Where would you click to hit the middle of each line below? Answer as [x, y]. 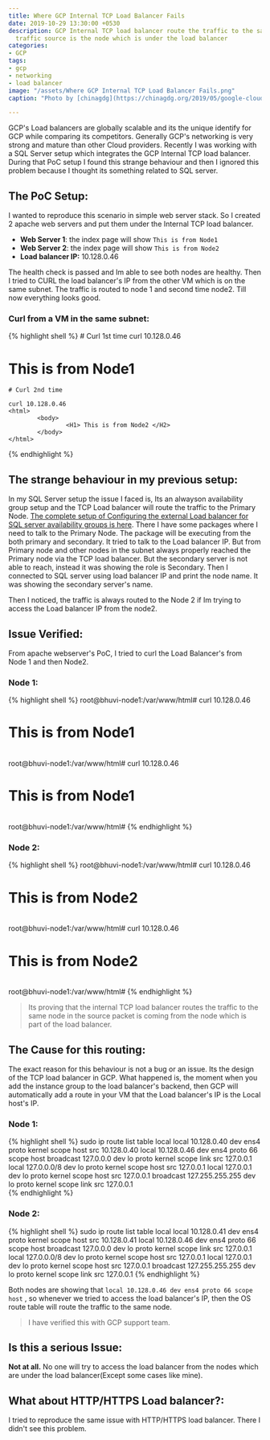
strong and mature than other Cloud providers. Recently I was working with [133, 145]
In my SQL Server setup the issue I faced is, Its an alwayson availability [126, 499]
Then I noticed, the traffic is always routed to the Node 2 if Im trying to [125, 600]
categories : [28, 46]
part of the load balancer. [70, 1024]
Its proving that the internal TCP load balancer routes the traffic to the [143, 1007]
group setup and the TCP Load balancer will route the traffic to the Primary [132, 508]
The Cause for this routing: [77, 1049]
